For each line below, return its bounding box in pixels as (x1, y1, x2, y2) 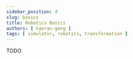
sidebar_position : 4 (6, 8, 58, 15)
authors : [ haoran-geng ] (6, 25, 71, 32)
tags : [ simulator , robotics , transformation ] (6, 31, 128, 37)
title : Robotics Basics (6, 20, 66, 26)
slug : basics (6, 14, 39, 20)
